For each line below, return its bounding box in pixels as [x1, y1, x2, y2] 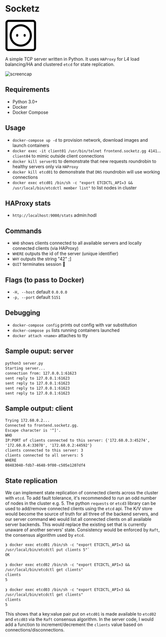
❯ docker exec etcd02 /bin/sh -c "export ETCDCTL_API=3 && [5, 562, 130, 568]
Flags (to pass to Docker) [5, 275, 84, 284]
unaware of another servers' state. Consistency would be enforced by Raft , [5, 527, 160, 533]
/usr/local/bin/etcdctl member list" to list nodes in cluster [12, 185, 137, 191]
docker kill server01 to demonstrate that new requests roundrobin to [12, 158, 157, 164]
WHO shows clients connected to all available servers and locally [12, 240, 142, 246]
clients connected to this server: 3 [5, 448, 83, 453]
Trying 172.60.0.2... [5, 418, 50, 423]
